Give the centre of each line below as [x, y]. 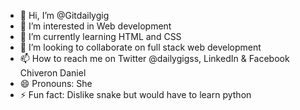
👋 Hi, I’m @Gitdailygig [64, 15]
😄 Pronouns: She [56, 83]
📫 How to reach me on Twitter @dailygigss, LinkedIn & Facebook [154, 58]
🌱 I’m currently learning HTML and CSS [100, 36]
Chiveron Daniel [53, 73]
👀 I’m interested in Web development [95, 26]
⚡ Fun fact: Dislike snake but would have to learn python [135, 94]
